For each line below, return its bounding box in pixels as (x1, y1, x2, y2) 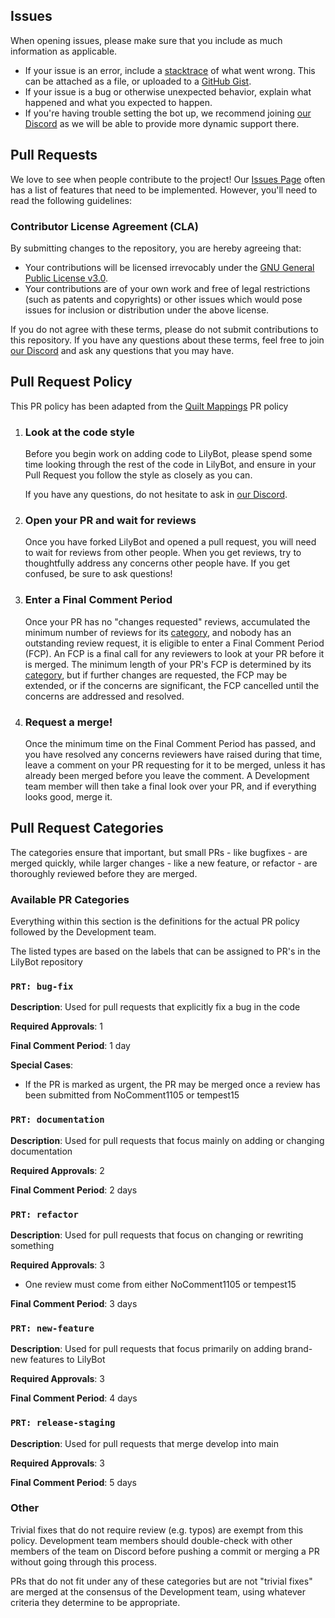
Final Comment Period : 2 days (10, 1184, 138, 1196)
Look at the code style (24, 425, 135, 439)
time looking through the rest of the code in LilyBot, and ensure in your (24, 459, 317, 471)
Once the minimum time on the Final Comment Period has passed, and (24, 737, 316, 749)
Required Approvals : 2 (10, 1164, 105, 1176)
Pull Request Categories (10, 820, 164, 837)
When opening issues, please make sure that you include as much (10, 34, 283, 46)
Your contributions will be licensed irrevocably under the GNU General (24, 261, 315, 273)
